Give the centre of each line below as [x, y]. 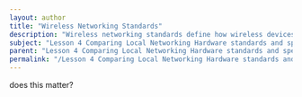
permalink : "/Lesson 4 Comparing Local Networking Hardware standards [144, 59]
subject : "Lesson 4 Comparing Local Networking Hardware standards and [146, 43]
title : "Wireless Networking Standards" [86, 26]
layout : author [38, 18]
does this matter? [41, 85]
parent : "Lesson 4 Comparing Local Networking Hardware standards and [144, 51]
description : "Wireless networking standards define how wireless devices [152, 34]
